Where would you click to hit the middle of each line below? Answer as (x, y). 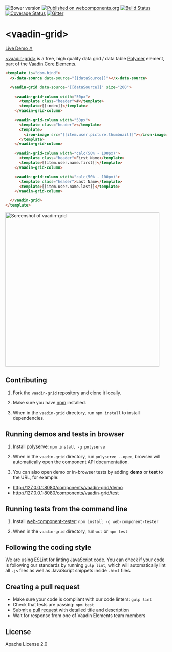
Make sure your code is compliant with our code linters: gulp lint (82, 599)
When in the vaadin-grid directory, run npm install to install (76, 412)
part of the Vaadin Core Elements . (41, 64)
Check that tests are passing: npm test (53, 605)
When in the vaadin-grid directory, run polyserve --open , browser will (87, 456)
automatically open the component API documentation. (71, 462)
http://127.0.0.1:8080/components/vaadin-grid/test (66, 493)
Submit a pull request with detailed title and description (71, 610)
